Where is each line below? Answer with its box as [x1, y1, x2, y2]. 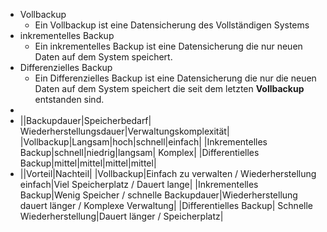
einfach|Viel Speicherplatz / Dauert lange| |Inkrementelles [19, 179, 259, 190]
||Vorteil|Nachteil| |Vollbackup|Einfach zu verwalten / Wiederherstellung [19, 168, 317, 179]
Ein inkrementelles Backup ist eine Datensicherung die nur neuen [34, 40, 303, 52]
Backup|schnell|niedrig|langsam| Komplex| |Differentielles [19, 147, 260, 158]
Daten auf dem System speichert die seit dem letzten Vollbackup [34, 83, 305, 94]
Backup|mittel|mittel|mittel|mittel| [19, 157, 157, 169]
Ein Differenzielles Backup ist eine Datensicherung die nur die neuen [34, 72, 317, 84]
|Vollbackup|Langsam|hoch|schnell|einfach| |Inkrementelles [19, 136, 268, 148]
